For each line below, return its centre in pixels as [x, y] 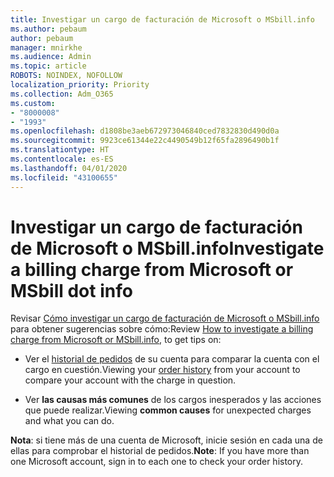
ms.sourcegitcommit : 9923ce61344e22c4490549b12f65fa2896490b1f [145, 141]
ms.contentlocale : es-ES [62, 159]
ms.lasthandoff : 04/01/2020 [69, 168]
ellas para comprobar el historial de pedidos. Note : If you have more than [160, 451]
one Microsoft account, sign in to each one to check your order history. [157, 462]
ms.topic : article [48, 66]
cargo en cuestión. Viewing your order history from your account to [162, 370]
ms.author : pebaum [48, 29]
